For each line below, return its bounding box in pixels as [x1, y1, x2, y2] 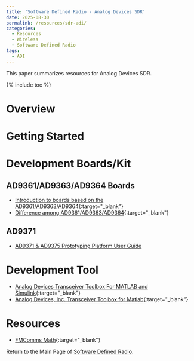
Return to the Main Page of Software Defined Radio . [6, 348, 134, 355]
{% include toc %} [6, 81, 52, 88]
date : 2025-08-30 [6, 14, 50, 20]
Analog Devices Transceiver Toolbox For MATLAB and [14, 283, 148, 290]
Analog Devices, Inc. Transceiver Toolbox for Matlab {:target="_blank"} [14, 295, 189, 302]
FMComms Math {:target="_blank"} [14, 336, 101, 344]
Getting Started [6, 130, 85, 143]
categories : [6, 25, 36, 32]
